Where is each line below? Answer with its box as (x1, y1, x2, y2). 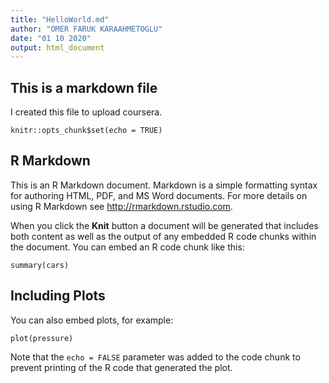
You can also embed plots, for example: (10, 314, 174, 326)
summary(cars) (10, 260, 70, 270)
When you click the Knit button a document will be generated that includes (10, 219, 319, 231)
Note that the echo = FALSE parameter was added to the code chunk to (10, 351, 301, 363)
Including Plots (10, 287, 106, 305)
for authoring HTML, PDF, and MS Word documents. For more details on (10, 189, 308, 201)
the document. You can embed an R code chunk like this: (10, 241, 245, 253)
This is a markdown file (10, 79, 158, 96)
